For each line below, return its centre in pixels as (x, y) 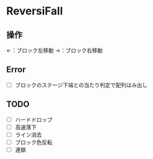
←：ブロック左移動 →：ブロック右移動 (54, 50)
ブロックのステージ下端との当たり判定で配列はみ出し (81, 85)
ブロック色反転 (34, 142)
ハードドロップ (34, 119)
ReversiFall (35, 11)
